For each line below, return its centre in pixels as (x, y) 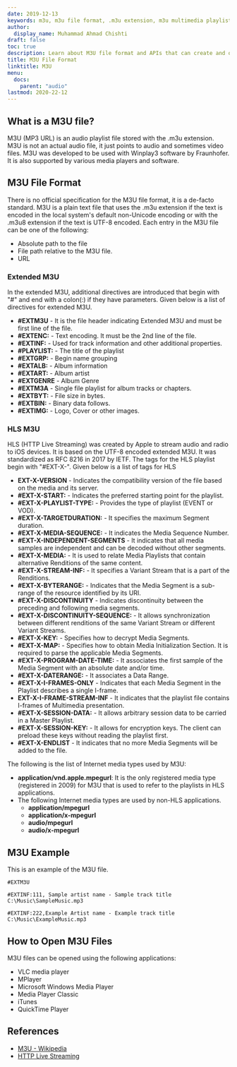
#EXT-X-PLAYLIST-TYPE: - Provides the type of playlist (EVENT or (115, 503)
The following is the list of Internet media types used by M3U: (97, 764)
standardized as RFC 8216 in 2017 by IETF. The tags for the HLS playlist (111, 459)
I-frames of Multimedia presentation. (71, 706)
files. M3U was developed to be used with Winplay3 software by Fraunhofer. (119, 153)
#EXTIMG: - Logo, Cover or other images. (78, 411)
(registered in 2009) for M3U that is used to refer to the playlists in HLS (121, 785)
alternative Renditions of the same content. (80, 563)
